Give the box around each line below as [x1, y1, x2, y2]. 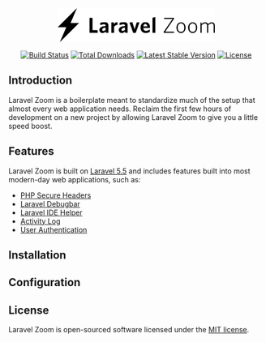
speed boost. [8, 121, 53, 130]
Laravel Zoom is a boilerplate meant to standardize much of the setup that [8, 95, 255, 105]
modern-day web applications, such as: [8, 174, 141, 184]
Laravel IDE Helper [19, 207, 83, 217]
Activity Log [19, 216, 61, 226]
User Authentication [19, 224, 88, 234]
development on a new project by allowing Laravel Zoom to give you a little [8, 112, 258, 122]
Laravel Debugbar [19, 199, 81, 208]
